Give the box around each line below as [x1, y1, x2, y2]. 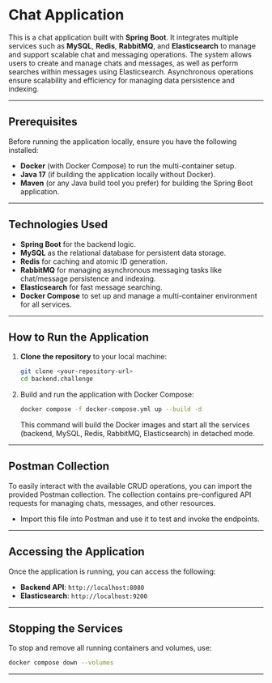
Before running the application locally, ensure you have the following [8, 136, 237, 146]
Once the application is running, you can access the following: [8, 566, 216, 576]
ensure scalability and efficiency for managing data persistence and [8, 75, 235, 85]
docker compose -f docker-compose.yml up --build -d [19, 405, 202, 414]
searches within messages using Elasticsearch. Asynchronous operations [8, 66, 253, 76]
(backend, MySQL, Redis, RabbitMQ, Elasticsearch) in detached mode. [19, 429, 256, 438]
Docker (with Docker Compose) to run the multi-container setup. [19, 160, 237, 171]
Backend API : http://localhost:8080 [19, 582, 145, 592]
